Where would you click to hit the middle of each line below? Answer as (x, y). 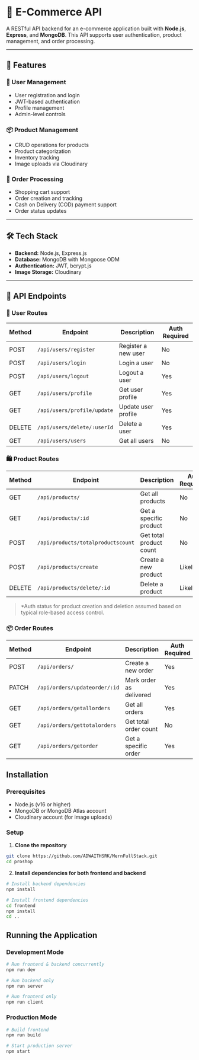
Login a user (136, 363)
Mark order (141, 680)
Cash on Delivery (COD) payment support (66, 205)
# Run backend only (30, 981)
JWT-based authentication (47, 101)
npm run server (25, 986)
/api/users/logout (63, 376)
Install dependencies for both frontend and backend (80, 873)
